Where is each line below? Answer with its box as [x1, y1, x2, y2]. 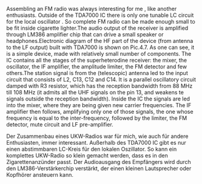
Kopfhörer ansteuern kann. [6, 171, 74, 178]
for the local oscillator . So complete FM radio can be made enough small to [6, 18, 195, 25]
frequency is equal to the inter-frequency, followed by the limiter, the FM [6, 114, 187, 122]
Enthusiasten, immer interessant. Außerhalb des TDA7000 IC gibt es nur [6, 139, 186, 146]
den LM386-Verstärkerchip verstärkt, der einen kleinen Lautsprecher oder [6, 165, 192, 172]
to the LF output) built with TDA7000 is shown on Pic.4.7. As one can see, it [6, 44, 195, 51]
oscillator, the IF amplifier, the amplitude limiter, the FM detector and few [6, 63, 187, 70]
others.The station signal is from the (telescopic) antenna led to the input [6, 70, 188, 76]
